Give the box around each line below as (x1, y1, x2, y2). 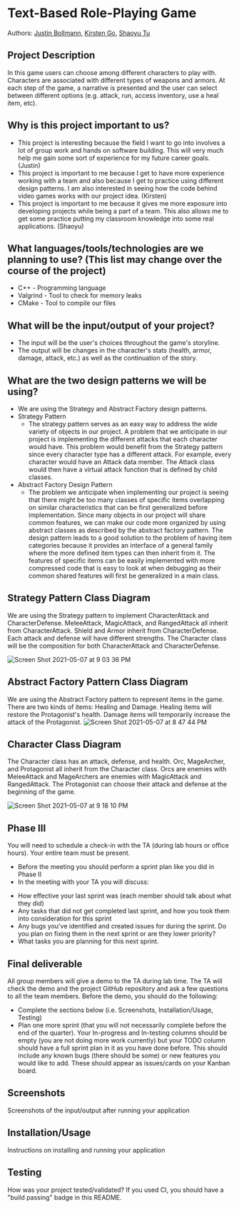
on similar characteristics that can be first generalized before (28, 503, 208, 511)
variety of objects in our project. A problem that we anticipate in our (28, 427, 228, 436)
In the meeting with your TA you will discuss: (17, 878, 149, 886)
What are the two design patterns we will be (7, 374, 207, 386)
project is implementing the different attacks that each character (28, 435, 218, 443)
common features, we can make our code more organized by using (28, 518, 226, 526)
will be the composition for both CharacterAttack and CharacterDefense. (7, 641, 220, 650)
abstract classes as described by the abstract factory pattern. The (28, 526, 223, 534)
